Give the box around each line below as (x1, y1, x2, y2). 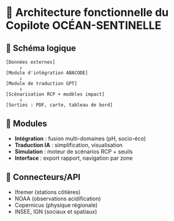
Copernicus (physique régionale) (14, 201, 98, 209)
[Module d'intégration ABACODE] (6, 70, 88, 76)
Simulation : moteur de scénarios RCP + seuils (14, 148, 133, 155)
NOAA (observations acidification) (14, 195, 102, 202)
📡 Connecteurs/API (6, 172, 81, 182)
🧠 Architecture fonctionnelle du (6, 6, 169, 20)
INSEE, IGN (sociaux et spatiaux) (14, 208, 97, 215)
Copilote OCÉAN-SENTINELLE (6, 18, 162, 32)
